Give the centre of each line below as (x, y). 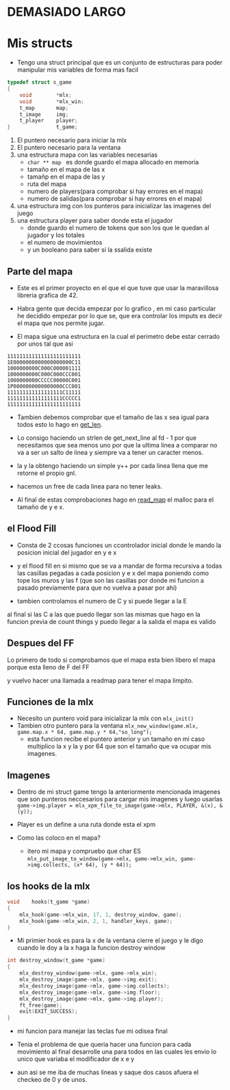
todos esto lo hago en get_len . (60, 424)
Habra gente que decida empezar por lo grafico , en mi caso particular (116, 308)
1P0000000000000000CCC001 (44, 386)
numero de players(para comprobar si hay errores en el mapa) (115, 191)
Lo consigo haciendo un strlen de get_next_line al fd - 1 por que (107, 438)
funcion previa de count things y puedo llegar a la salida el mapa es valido (112, 621)
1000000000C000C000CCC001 (44, 374)
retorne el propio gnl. (47, 473)
